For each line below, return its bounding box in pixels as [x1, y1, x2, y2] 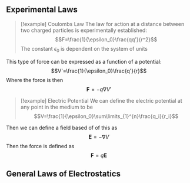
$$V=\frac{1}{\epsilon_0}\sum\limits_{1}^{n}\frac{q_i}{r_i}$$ [34, 112, 179, 120]
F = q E [91, 152, 107, 159]
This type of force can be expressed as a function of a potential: [6, 58, 162, 65]
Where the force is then [6, 76, 64, 83]
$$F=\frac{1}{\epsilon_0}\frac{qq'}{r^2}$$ [55, 35, 158, 43]
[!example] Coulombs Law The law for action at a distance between [20, 20, 185, 27]
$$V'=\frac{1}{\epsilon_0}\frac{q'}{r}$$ [51, 67, 147, 74]
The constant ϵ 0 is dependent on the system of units [20, 45, 148, 54]
